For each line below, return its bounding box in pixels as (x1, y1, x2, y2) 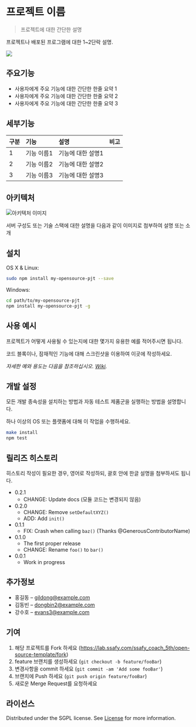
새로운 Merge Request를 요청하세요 (14, 680, 98, 687)
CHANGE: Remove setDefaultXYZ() (23, 509, 109, 515)
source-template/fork (14, 651, 67, 658)
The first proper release (23, 540, 81, 547)
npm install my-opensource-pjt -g (6, 303, 91, 309)
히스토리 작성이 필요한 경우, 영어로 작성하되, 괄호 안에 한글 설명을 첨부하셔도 (6, 470, 180, 476)
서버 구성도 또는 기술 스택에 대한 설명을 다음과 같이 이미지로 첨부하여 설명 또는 (6, 222, 185, 229)
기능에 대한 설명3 (58, 171, 104, 179)
